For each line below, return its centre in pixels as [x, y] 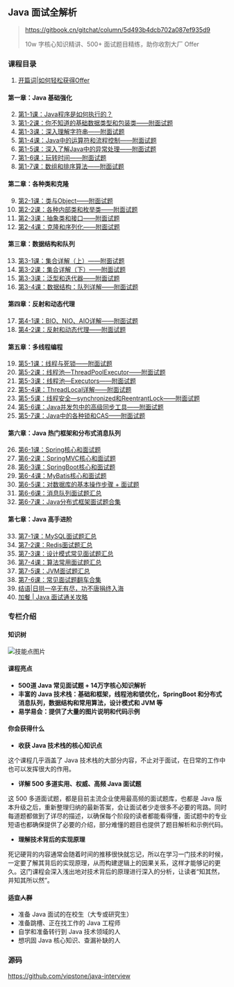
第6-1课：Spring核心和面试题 [59, 450]
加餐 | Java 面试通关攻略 [53, 597]
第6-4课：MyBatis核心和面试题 [62, 476]
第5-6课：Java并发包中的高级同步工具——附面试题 [91, 407]
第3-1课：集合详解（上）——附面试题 [71, 260]
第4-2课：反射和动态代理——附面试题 [72, 329]
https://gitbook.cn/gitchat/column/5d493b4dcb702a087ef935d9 [117, 29]
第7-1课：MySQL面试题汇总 [57, 536]
